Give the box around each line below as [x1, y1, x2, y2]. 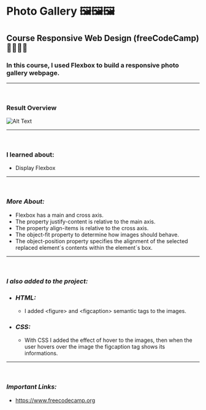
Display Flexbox [15, 164, 56, 172]
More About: [6, 197, 45, 206]
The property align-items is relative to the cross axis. [15, 224, 149, 231]
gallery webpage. [6, 68, 60, 77]
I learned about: [6, 150, 55, 159]
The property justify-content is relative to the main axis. [15, 218, 156, 225]
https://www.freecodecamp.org [15, 396, 96, 404]
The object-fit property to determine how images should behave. [15, 231, 180, 238]
